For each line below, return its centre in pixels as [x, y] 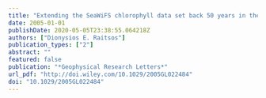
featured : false [35, 60]
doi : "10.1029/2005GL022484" [56, 81]
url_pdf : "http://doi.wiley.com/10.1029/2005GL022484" [101, 74]
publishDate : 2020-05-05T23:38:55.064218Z [79, 30]
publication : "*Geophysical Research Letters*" [88, 67]
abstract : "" [30, 52]
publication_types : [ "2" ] [51, 45]
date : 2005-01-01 [37, 23]
